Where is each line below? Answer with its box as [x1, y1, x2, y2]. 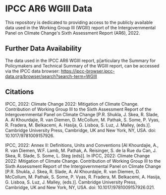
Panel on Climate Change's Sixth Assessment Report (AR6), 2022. [5, 30, 140, 36]
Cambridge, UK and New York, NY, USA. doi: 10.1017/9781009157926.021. [5, 184, 155, 190]
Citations [5, 88, 34, 96]
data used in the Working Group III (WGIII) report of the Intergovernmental [5, 24, 156, 30]
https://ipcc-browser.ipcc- [61, 68, 115, 74]
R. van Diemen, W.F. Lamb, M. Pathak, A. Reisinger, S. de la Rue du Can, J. [5, 147, 157, 153]
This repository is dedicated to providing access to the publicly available [5, 19, 153, 25]
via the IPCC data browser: [5, 68, 60, 74]
